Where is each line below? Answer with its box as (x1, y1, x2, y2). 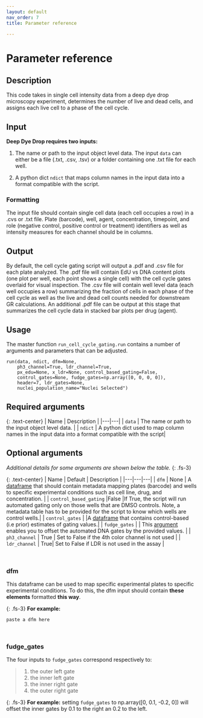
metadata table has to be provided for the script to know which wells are (6, 508, 187, 515)
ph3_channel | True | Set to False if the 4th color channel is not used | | (6, 533, 181, 541)
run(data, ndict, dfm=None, (6, 359, 77, 365)
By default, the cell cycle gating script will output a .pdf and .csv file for (6, 262, 184, 270)
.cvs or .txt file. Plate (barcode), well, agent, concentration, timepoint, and (6, 216, 190, 223)
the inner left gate (30, 674, 74, 682)
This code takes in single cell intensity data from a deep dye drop (6, 91, 169, 99)
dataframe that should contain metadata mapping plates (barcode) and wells (6, 482, 197, 490)
